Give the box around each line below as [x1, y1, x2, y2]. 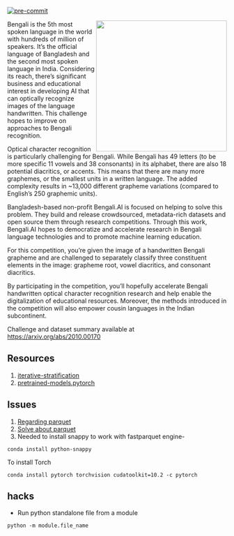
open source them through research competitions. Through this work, [7, 218, 208, 226]
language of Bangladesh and [7, 50, 90, 58]
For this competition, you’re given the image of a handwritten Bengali [7, 246, 205, 254]
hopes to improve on [7, 117, 67, 125]
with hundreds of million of [7, 35, 84, 43]
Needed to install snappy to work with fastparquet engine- [17, 432, 185, 440]
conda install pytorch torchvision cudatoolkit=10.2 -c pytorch [7, 471, 198, 478]
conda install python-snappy [7, 445, 92, 453]
